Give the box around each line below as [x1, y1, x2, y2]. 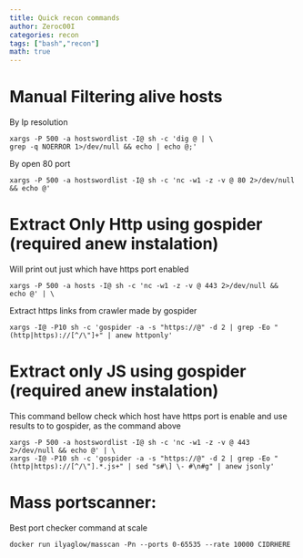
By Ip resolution [9, 117, 68, 128]
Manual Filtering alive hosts [9, 87, 223, 108]
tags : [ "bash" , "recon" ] [9, 38, 100, 48]
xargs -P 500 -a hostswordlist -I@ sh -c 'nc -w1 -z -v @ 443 [9, 438, 250, 447]
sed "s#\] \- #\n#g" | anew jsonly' [135, 461, 275, 470]
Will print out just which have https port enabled [9, 263, 189, 274]
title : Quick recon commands [9, 13, 120, 23]
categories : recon [9, 30, 79, 39]
